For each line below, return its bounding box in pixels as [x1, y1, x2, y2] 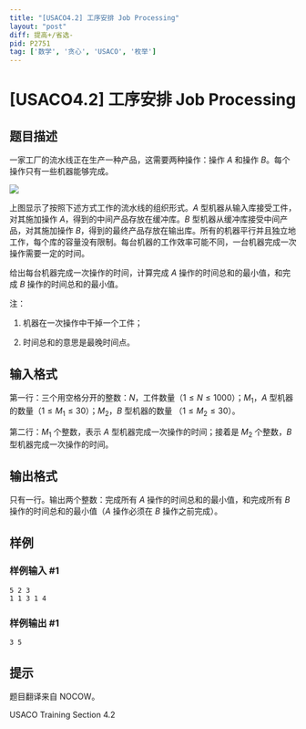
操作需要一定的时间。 [9, 248, 89, 259]
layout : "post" [9, 22, 67, 31]
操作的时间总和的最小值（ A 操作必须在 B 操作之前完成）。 [9, 505, 223, 516]
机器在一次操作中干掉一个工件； [22, 318, 143, 328]
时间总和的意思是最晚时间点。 [22, 337, 135, 348]
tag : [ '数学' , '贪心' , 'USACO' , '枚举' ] [9, 47, 157, 57]
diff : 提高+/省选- [9, 30, 75, 39]
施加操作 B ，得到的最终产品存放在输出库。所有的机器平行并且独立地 [40, 225, 297, 236]
